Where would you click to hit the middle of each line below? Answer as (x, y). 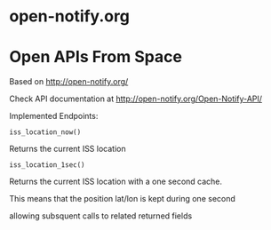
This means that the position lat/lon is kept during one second (122, 199)
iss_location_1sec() (48, 165)
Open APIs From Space (96, 57)
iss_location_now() (45, 132)
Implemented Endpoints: (54, 116)
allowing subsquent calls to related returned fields (101, 216)
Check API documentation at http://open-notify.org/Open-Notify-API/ (136, 99)
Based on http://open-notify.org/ (69, 82)
